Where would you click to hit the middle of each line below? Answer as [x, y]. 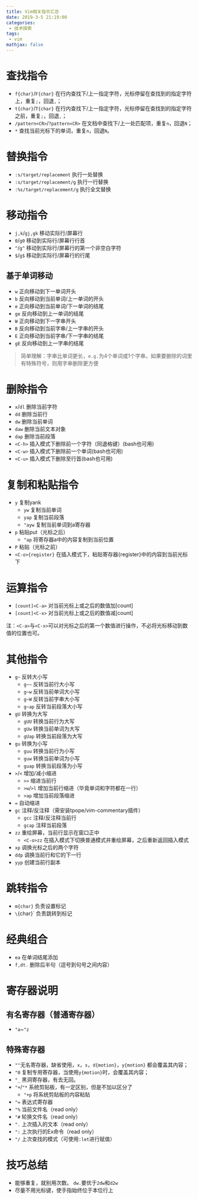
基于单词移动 [30, 276]
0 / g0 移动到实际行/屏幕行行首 [50, 240]
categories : [21, 23]
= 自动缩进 [27, 803]
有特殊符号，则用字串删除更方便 [59, 363]
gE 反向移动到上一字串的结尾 [49, 343]
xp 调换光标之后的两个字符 [47, 848]
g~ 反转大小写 [31, 677]
